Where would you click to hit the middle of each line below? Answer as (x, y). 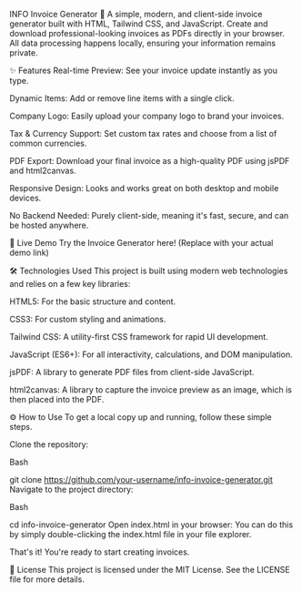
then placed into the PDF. (57, 399)
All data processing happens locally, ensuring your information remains (142, 43)
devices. (25, 198)
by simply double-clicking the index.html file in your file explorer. (131, 534)
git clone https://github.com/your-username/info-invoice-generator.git (141, 480)
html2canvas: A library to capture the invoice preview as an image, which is (151, 390)
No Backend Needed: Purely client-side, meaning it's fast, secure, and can (149, 215)
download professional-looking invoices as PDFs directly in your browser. (147, 33)
